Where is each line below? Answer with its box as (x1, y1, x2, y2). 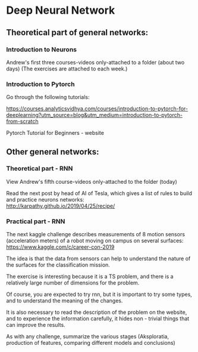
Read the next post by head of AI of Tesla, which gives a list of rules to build (6, 189, 192, 197)
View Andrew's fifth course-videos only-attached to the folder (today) (6, 178, 177, 185)
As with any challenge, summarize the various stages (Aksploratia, (6, 333, 169, 340)
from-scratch (6, 118, 39, 125)
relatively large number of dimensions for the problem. (6, 279, 140, 286)
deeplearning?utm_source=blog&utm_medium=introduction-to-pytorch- (6, 112, 183, 119)
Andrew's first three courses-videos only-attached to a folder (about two (6, 58, 185, 66)
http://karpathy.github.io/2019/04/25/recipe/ (6, 202, 115, 209)
